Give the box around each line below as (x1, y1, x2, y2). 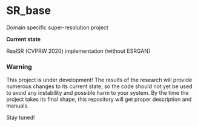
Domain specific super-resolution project (6, 24, 109, 31)
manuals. (6, 102, 29, 109)
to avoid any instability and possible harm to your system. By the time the (6, 89, 189, 97)
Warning (6, 62, 32, 70)
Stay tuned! (6, 114, 35, 122)
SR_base (6, 4, 51, 18)
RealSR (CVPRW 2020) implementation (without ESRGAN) (6, 47, 151, 55)
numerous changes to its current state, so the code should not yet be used (6, 83, 193, 90)
